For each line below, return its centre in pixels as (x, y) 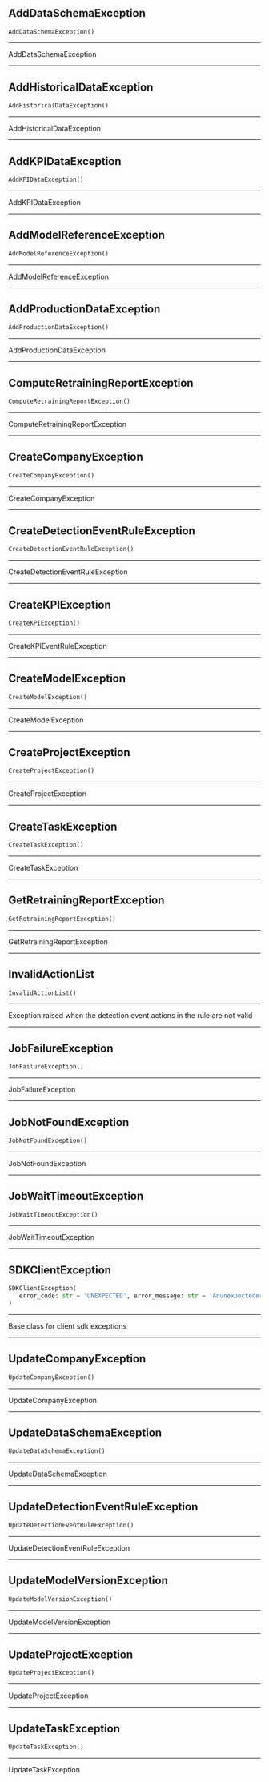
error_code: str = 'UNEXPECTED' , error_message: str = (112, 1296)
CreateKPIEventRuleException (58, 646)
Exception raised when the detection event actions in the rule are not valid (130, 1016)
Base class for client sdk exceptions (68, 1326)
